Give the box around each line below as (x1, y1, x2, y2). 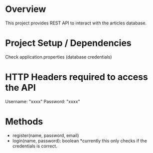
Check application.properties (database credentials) (5, 54, 112, 60)
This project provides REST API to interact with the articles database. (5, 20, 147, 26)
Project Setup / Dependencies (5, 37, 132, 49)
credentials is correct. (12, 143, 57, 149)
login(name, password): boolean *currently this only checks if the (12, 138, 147, 144)
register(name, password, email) (12, 132, 79, 138)
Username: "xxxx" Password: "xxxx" (5, 98, 80, 104)
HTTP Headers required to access (5, 71, 149, 83)
